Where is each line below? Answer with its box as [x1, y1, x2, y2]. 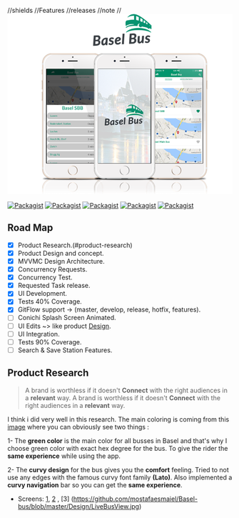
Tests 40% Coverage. [17, 297, 82, 306]
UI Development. [17, 289, 68, 298]
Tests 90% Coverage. [17, 337, 82, 346]
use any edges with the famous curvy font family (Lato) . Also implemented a [7, 473, 233, 482]
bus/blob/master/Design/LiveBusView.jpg [17, 502, 140, 510]
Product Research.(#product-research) [17, 241, 133, 249]
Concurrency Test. [17, 273, 73, 282]
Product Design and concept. [17, 249, 105, 257]
